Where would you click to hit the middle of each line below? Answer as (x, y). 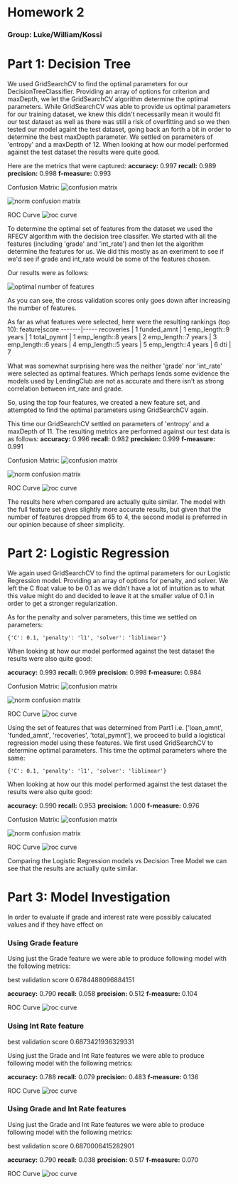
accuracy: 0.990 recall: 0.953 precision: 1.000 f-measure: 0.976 (104, 805)
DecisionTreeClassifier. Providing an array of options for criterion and (109, 92)
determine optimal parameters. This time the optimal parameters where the (117, 750)
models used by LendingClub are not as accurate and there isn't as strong (116, 381)
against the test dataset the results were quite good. (83, 152)
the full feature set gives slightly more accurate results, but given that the (114, 510)
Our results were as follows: (48, 273)
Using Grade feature (43, 943)
